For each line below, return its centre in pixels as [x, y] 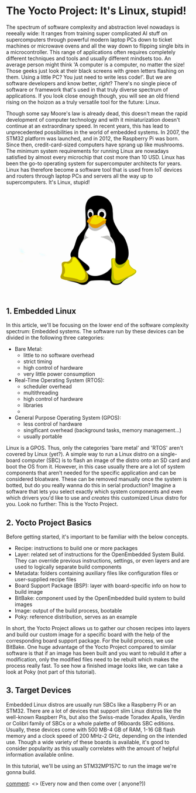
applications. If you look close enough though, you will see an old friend [93, 96]
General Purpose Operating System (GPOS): [68, 418]
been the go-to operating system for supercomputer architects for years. [94, 163]
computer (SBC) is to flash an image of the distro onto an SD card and [106, 460]
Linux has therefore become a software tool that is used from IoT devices [94, 169]
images [23, 604]
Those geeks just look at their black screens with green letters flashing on [95, 71]
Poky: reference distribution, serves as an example [76, 617]
